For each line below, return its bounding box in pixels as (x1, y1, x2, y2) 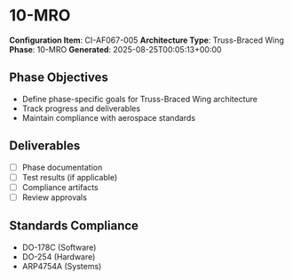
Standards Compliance (9, 219, 139, 234)
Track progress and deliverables (21, 103, 140, 114)
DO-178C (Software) (21, 242, 97, 252)
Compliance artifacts (21, 181, 99, 192)
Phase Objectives (9, 70, 108, 85)
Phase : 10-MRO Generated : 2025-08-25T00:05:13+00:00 (9, 44, 222, 54)
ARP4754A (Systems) (21, 260, 102, 271)
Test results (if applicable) (21, 172, 118, 182)
